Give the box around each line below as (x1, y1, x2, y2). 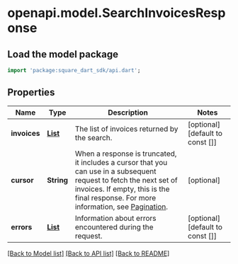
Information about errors (74, 213, 157, 223)
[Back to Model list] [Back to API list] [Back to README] (7, 249, 170, 258)
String (47, 175, 69, 185)
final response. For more (74, 193, 157, 202)
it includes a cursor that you (74, 157, 168, 167)
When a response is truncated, (74, 149, 177, 159)
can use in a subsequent (74, 166, 157, 176)
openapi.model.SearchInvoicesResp (7, 5, 226, 21)
